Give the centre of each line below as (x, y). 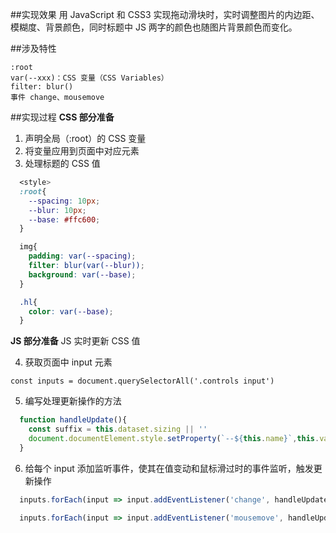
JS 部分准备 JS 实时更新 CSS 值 (75, 341)
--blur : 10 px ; (57, 210)
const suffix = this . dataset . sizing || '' (118, 429)
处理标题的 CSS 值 (62, 163)
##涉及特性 (33, 48)
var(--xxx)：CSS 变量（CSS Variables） (89, 78)
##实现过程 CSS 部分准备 (62, 117)
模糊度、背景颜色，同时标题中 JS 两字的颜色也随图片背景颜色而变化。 (154, 27)
